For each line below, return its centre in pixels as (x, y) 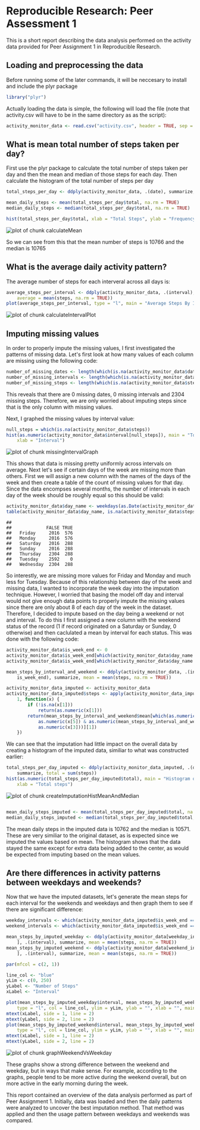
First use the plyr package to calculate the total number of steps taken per (97, 168)
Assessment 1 (41, 24)
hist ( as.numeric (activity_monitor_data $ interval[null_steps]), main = (96, 435)
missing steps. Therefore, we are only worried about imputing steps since (96, 400)
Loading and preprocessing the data (75, 65)
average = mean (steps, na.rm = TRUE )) (65, 298)
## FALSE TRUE (40, 528)
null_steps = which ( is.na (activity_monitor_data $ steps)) (78, 429)
